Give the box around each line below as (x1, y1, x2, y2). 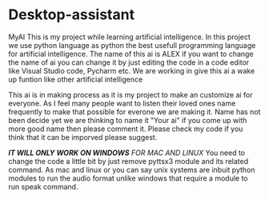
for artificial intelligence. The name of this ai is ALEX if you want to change (8, 49, 254, 58)
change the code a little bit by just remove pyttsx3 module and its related (8, 156, 249, 165)
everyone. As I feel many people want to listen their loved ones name (8, 98, 236, 108)
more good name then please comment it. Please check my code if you (8, 124, 243, 133)
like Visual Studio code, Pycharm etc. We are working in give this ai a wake (8, 66, 255, 75)
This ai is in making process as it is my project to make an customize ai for (8, 90, 254, 99)
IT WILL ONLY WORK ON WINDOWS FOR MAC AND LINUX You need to (8, 148, 246, 157)
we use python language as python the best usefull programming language (8, 40, 256, 50)
